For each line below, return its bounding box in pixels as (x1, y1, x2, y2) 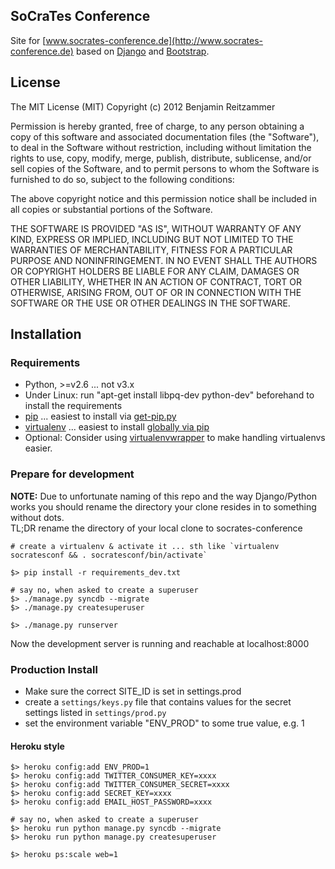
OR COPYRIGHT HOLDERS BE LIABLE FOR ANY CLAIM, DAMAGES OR (10, 265, 300, 277)
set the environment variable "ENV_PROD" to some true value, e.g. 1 (24, 717, 305, 729)
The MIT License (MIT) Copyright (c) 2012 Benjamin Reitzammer (10, 100, 276, 113)
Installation (10, 326, 82, 343)
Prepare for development (10, 467, 135, 481)
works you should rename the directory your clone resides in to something (10, 500, 317, 513)
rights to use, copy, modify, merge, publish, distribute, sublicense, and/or (10, 152, 312, 164)
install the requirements (24, 400, 123, 412)
